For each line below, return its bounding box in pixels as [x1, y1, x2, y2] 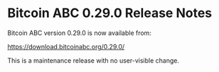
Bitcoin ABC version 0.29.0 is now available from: [7, 29, 151, 37]
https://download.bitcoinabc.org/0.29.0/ [7, 42, 125, 51]
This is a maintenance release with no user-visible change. [7, 56, 180, 65]
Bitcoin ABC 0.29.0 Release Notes [7, 5, 212, 21]
